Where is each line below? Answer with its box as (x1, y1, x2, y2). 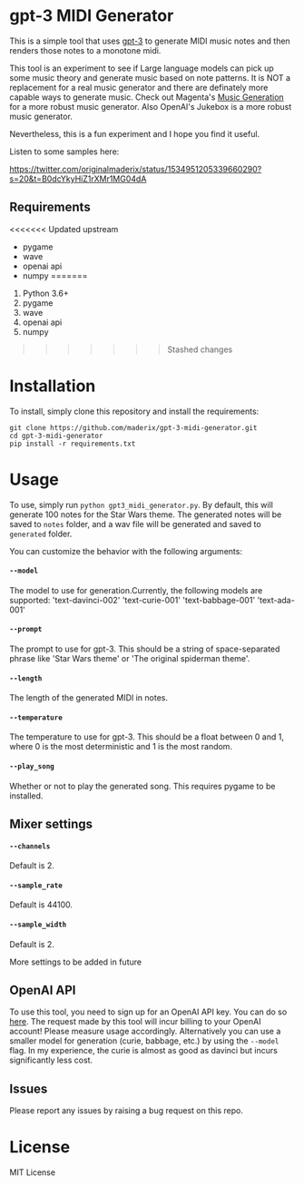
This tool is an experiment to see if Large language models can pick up (9, 63, 274, 73)
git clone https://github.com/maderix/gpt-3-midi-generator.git (9, 423, 258, 432)
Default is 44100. (9, 899, 74, 910)
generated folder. (9, 528, 73, 539)
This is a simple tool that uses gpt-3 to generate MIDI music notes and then (9, 35, 290, 46)
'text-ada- (257, 594, 295, 605)
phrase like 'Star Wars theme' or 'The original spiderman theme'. (9, 653, 250, 664)
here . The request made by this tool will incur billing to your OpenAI (9, 1016, 261, 1027)
